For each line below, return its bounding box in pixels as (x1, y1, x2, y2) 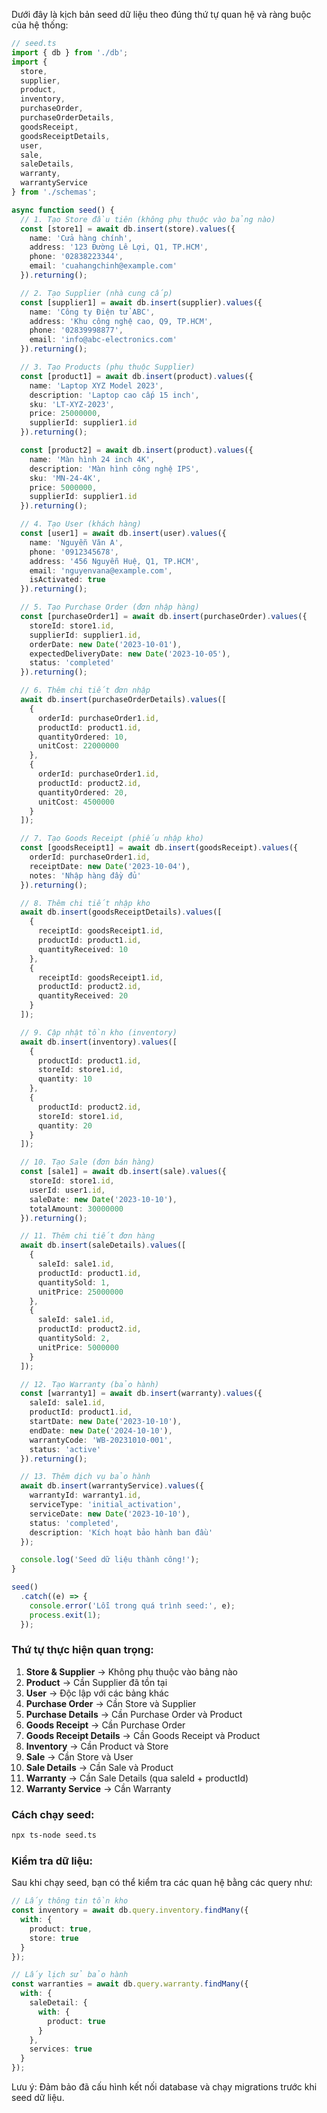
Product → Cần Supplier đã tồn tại (25, 1676, 168, 1688)
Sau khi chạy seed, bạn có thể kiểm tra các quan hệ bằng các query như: (11, 1877, 313, 1889)
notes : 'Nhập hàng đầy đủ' (29, 870, 142, 881)
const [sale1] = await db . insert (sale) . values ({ (20, 1167, 227, 1177)
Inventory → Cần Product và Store (25, 1740, 169, 1752)
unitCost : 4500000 (37, 797, 115, 807)
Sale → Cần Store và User (25, 1750, 134, 1763)
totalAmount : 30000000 (29, 1204, 124, 1214)
